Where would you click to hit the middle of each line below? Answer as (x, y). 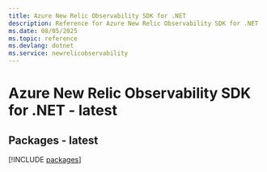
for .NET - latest (63, 111)
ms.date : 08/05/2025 (43, 31)
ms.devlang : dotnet (41, 46)
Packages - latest (53, 140)
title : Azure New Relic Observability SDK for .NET (97, 16)
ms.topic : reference (43, 38)
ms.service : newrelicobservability (68, 53)
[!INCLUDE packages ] (45, 159)
